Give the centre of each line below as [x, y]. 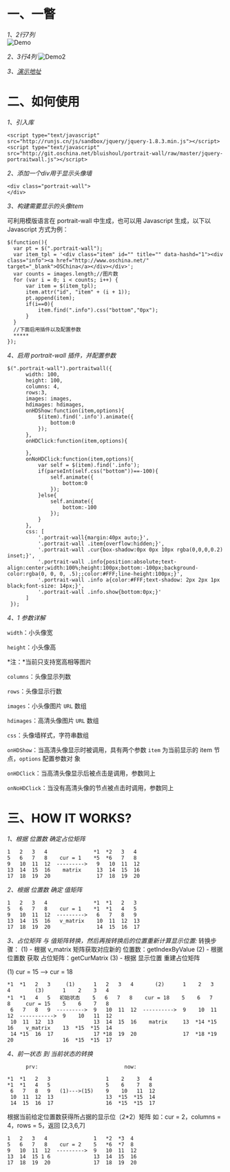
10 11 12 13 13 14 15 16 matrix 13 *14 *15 [113, 1022]
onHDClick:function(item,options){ [76, 441]
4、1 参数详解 [27, 617]
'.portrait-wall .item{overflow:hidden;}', [101, 544]
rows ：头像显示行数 [34, 691]
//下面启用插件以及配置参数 [47, 329]
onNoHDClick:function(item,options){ [80, 459]
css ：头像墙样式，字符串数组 [48, 735]
